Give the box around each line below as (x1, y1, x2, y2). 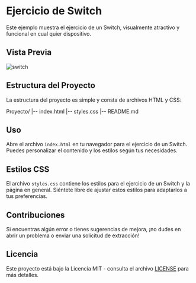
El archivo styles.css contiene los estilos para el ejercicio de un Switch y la (6, 180, 191, 187)
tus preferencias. (6, 193, 48, 200)
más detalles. (6, 271, 39, 278)
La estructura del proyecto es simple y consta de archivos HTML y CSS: (6, 96, 182, 103)
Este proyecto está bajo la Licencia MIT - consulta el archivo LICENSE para (6, 265, 189, 272)
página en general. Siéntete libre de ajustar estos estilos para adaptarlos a (6, 186, 188, 194)
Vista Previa (6, 48, 52, 58)
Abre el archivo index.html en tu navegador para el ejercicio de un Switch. (6, 141, 188, 148)
